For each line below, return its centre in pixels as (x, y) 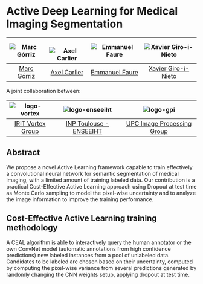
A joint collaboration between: (43, 91)
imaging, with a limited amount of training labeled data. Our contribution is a (101, 180)
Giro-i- (179, 68)
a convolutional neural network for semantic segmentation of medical (93, 173)
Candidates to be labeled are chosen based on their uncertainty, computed (100, 262)
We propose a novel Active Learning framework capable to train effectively (99, 167)
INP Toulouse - (87, 123)
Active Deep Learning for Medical (92, 11)
